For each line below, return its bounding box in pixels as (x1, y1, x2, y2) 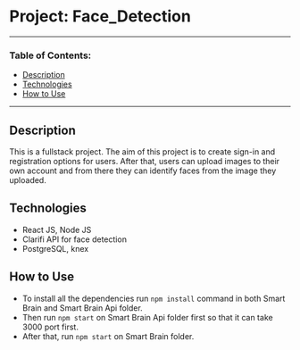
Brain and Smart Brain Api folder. (21, 302, 143, 313)
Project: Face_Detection (9, 6, 192, 27)
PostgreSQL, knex (21, 243, 89, 254)
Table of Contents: (9, 49, 92, 62)
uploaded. (9, 175, 46, 186)
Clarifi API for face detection (21, 234, 128, 245)
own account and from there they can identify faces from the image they (9, 165, 277, 176)
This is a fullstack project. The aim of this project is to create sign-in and (9, 146, 276, 157)
